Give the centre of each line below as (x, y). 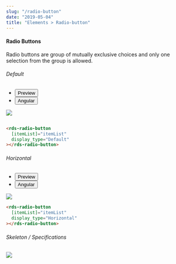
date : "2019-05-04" (30, 17)
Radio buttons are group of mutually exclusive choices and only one (88, 54)
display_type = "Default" (40, 139)
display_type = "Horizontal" (44, 218)
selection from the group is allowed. (49, 61)
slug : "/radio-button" (34, 11)
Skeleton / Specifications (36, 237)
